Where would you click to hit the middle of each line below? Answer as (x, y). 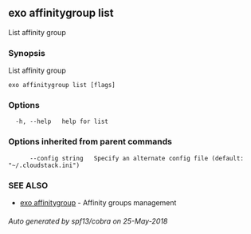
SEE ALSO (28, 185)
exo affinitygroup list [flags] (62, 85)
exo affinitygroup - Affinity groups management (98, 202)
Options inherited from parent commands (90, 141)
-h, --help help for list (62, 122)
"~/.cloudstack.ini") (44, 165)
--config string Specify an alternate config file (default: (137, 158)
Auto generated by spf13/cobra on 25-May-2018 (88, 221)
